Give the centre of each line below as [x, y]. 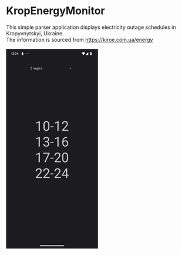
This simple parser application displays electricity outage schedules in [91, 27]
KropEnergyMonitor [55, 11]
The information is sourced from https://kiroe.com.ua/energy [80, 39]
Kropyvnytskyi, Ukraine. [35, 33]
